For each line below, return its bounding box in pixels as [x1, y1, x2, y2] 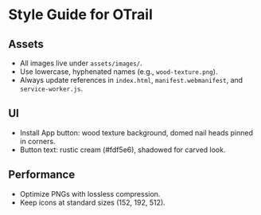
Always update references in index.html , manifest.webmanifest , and [19, 76, 243, 84]
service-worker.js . [19, 84, 84, 93]
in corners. [19, 136, 56, 146]
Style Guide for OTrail [8, 6, 154, 24]
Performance [8, 168, 76, 182]
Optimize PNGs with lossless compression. [19, 189, 161, 198]
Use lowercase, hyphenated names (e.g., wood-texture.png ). [19, 67, 218, 76]
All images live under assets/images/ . [19, 58, 143, 68]
